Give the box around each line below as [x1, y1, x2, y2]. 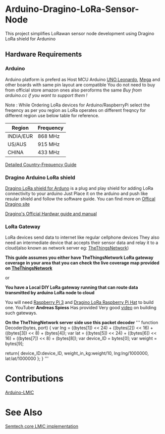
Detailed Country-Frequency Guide [5, 162, 77, 168]
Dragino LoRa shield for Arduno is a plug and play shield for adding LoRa [5, 185, 154, 191]
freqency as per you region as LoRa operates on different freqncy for [5, 107, 146, 113]
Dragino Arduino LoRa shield [5, 174, 75, 181]
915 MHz [38, 141, 60, 148]
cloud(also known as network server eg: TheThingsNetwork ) [5, 245, 129, 251]
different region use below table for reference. [5, 112, 100, 118]
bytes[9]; [5, 341, 24, 347]
